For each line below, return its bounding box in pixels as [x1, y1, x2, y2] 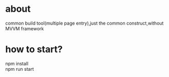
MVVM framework [5, 25, 45, 31]
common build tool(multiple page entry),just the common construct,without [5, 20, 164, 26]
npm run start [5, 66, 34, 72]
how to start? [5, 44, 63, 55]
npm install [5, 60, 29, 67]
